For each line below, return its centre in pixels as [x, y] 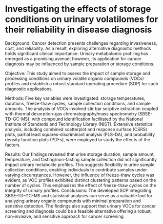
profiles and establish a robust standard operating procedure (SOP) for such [82, 83]
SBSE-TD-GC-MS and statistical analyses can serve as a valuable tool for [79, 195]
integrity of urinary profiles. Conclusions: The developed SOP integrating [78, 190]
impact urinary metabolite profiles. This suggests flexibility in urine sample [80, 165]
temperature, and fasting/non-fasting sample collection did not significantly [81, 159]
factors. [13, 145]
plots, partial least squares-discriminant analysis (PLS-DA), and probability [80, 134]
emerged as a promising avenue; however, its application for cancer [73, 58]
